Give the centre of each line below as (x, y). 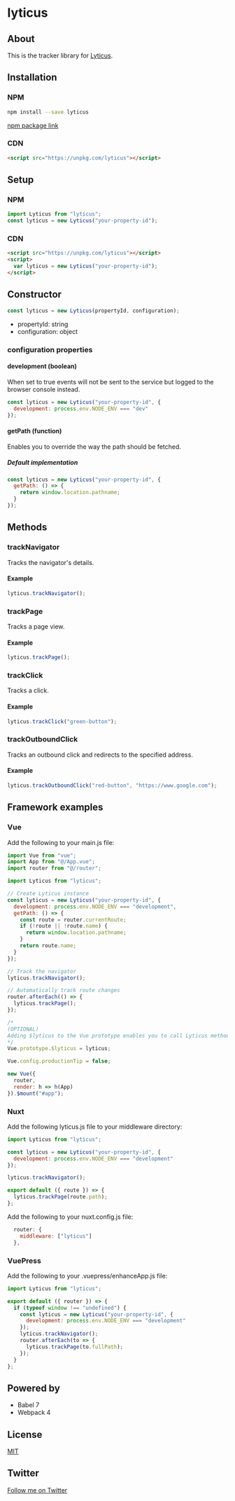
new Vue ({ (22, 1074)
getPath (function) (35, 431)
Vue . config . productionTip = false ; (59, 1061)
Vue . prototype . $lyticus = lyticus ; (59, 1049)
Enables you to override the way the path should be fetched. (94, 447)
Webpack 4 (34, 1413)
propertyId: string (43, 324)
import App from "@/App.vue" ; (51, 862)
